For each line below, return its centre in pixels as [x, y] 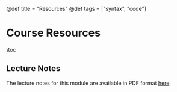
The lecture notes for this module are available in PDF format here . [89, 83]
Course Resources [54, 33]
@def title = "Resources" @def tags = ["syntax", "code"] [76, 9]
